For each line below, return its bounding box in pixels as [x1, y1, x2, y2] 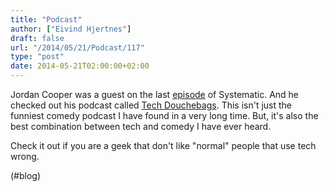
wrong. [10, 151, 40, 162]
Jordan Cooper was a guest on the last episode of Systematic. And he [10, 89, 300, 100]
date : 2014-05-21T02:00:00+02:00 [10, 61, 150, 71]
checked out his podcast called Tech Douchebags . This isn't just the [10, 99, 293, 111]
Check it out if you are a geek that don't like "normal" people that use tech [10, 140, 317, 151]
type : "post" [10, 52, 65, 62]
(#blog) [10, 170, 42, 181]
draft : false [10, 33, 65, 43]
